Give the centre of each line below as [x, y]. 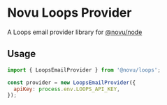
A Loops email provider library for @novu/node [75, 32]
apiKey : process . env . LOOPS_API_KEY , [67, 89]
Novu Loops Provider [70, 13]
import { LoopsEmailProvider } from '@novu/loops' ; [84, 70]
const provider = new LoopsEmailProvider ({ [72, 82]
